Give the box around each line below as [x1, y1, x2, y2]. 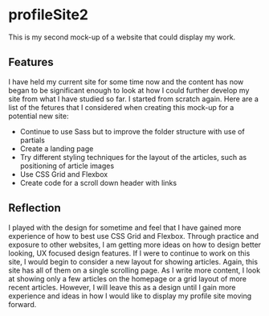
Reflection [8, 201, 62, 215]
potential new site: [8, 111, 69, 121]
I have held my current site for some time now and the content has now [8, 76, 244, 86]
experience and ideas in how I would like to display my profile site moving [8, 291, 252, 301]
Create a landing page [19, 143, 94, 154]
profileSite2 [8, 6, 88, 24]
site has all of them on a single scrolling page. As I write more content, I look [8, 265, 261, 275]
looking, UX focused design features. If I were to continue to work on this [8, 248, 251, 258]
